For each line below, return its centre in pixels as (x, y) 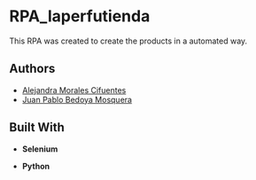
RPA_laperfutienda (80, 16)
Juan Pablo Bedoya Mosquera (77, 99)
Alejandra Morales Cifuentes (74, 90)
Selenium (40, 149)
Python (36, 166)
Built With (37, 127)
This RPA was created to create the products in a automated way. (128, 41)
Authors (32, 69)
